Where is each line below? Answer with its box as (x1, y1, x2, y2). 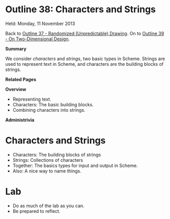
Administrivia (5, 116, 35, 123)
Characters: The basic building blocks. (12, 101, 94, 108)
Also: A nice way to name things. (12, 167, 81, 174)
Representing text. (12, 96, 51, 102)
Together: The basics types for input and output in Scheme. (12, 162, 138, 168)
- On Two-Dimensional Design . (5, 36, 70, 42)
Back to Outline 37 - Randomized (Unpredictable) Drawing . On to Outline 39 (5, 30, 164, 36)
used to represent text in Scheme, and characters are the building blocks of (5, 61, 164, 67)
